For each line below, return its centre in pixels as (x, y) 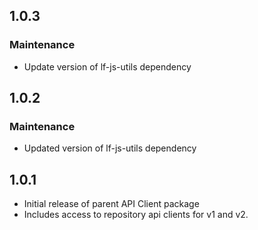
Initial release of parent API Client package (111, 204)
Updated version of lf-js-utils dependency (110, 148)
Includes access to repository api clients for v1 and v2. (136, 215)
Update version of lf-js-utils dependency (107, 66)
